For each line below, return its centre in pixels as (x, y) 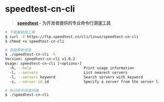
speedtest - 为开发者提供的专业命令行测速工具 (64, 23)
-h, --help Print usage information (72, 68)
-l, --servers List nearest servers (69, 72)
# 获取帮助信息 (18, 50)
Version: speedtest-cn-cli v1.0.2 (40, 59)
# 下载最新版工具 (20, 32)
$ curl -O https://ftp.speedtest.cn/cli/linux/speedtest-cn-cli (72, 37)
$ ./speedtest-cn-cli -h (30, 54)
